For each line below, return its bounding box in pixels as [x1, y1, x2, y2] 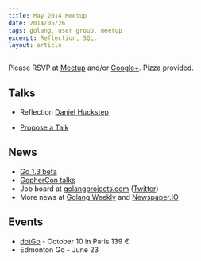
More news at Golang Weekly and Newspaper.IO [19, 192, 179, 201]
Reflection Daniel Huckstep [19, 107, 110, 116]
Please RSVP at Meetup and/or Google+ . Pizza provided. [8, 63, 195, 72]
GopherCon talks [19, 175, 75, 185]
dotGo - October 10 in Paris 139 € [19, 236, 129, 246]
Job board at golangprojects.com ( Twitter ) [19, 184, 159, 193]
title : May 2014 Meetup [8, 11, 87, 20]
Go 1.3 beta [19, 166, 57, 176]
